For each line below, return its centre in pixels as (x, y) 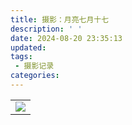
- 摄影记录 (34, 66)
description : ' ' (46, 29)
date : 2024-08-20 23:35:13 (66, 38)
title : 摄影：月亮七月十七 (60, 19)
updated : (28, 47)
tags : (21, 57)
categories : (35, 76)
